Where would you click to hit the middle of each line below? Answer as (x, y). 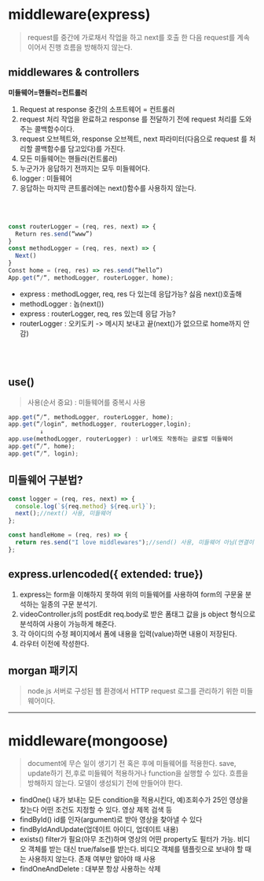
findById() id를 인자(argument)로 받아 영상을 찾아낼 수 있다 (111, 820)
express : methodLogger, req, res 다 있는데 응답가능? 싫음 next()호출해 (130, 294)
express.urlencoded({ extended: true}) (106, 574)
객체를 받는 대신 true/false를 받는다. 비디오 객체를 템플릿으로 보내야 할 (136, 849)
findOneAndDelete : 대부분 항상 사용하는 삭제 (90, 869)
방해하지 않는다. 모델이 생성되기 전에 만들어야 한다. (105, 783)
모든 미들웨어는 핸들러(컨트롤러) (68, 158)
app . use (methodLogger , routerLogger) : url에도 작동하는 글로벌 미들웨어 (121, 439)
